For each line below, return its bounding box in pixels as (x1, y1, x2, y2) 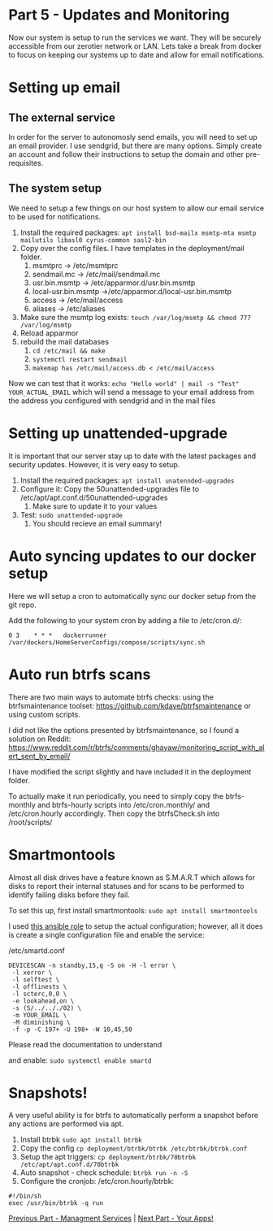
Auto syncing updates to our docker (8, 547, 257, 566)
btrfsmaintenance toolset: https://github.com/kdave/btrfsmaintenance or (8, 700, 252, 710)
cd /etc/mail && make (32, 347, 106, 355)
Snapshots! (8, 1083, 88, 1102)
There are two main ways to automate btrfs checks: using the (8, 692, 214, 702)
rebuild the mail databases (19, 336, 110, 346)
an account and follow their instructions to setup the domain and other (8, 149, 244, 159)
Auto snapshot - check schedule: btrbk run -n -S (19, 1168, 188, 1177)
